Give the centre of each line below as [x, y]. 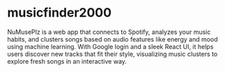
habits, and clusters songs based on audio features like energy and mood [113, 39]
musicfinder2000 [60, 13]
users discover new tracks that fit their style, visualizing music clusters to [113, 54]
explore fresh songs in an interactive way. [67, 61]
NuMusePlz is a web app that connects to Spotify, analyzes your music [109, 32]
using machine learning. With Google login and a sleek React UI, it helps [110, 46]
